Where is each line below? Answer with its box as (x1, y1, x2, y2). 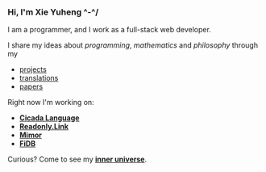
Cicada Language (19, 113, 80, 123)
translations (19, 73, 59, 83)
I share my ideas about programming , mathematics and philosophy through (7, 40, 259, 50)
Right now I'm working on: (7, 98, 94, 107)
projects (19, 65, 48, 74)
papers (19, 82, 44, 91)
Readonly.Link (19, 122, 69, 132)
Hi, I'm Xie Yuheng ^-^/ (7, 6, 99, 18)
